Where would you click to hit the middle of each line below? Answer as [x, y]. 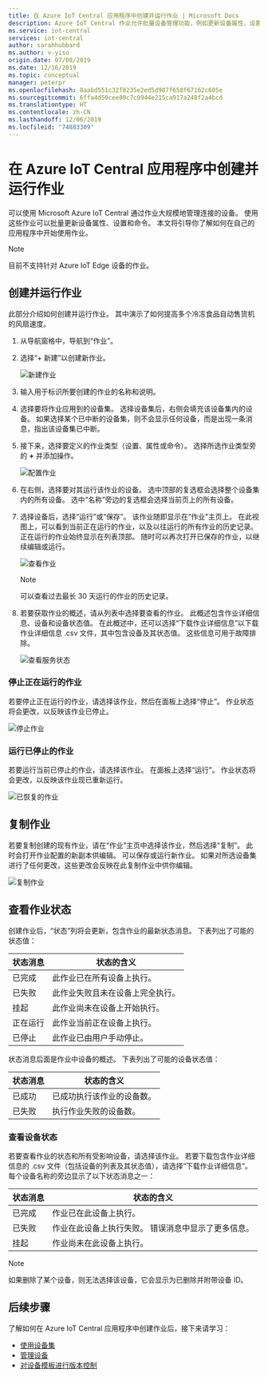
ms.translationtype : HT [48, 105]
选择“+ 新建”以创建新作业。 [65, 357]
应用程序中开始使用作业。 [50, 233]
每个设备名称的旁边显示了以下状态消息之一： [82, 1176]
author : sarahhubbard [44, 46]
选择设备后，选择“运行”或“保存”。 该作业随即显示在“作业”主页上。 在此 [136, 516]
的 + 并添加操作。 [49, 456]
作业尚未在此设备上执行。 [100, 1244]
